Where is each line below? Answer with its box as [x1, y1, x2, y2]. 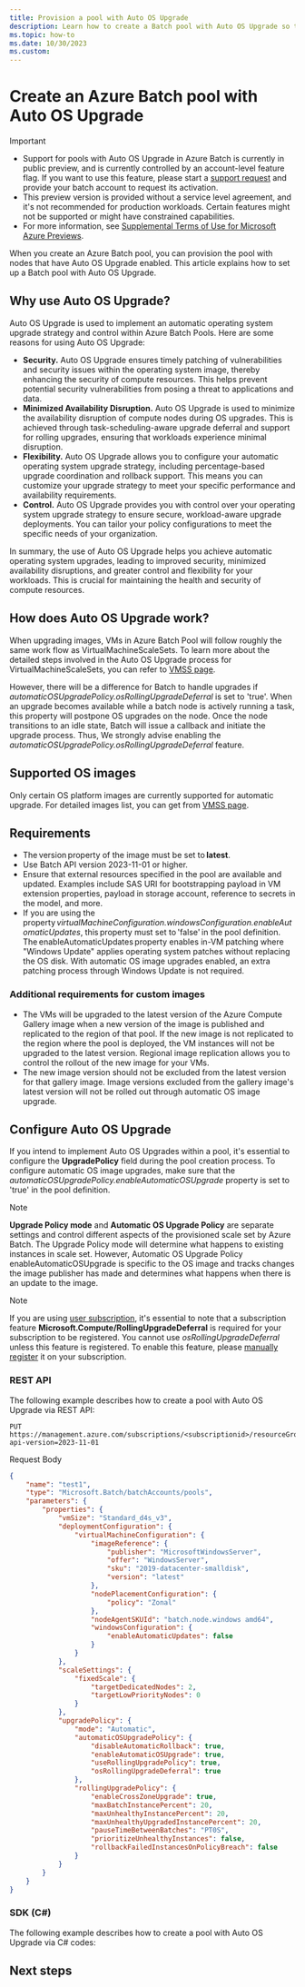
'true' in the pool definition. [9, 1184, 111, 1195]
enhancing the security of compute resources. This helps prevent [22, 373, 268, 384]
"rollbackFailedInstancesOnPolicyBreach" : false [90, 1843, 279, 1853]
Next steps [9, 1963, 73, 1979]
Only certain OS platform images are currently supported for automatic [9, 789, 274, 800]
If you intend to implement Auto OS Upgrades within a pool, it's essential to [9, 1146, 290, 1157]
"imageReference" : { [90, 1538, 169, 1548]
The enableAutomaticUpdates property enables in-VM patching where [22, 936, 284, 947]
